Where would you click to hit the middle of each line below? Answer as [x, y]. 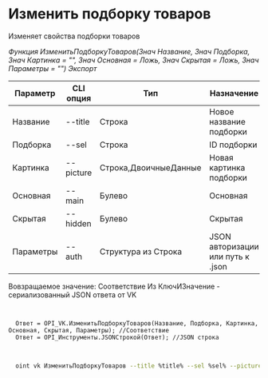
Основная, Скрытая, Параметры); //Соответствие [89, 330]
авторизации [234, 246]
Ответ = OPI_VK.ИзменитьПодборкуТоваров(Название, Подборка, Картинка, [137, 323]
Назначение [235, 93]
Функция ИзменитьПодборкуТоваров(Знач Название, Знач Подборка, [129, 51]
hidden [78, 223]
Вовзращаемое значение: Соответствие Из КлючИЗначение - [114, 286]
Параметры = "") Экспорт [53, 68]
